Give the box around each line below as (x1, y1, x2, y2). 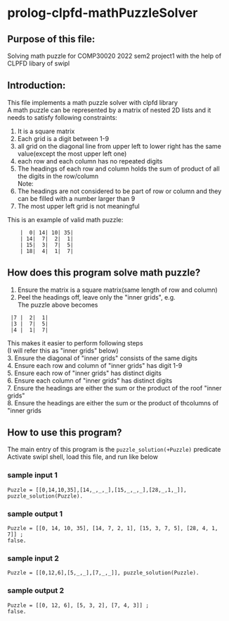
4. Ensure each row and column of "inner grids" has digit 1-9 (7, 361, 183, 369)
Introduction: (7, 80, 66, 92)
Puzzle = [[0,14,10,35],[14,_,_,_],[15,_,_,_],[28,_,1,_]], (7, 486, 188, 493)
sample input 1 (7, 470, 58, 480)
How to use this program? (7, 426, 122, 438)
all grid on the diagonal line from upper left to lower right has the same (17, 142, 221, 150)
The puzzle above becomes (17, 300, 98, 309)
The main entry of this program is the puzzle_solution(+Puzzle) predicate (7, 445, 221, 454)
